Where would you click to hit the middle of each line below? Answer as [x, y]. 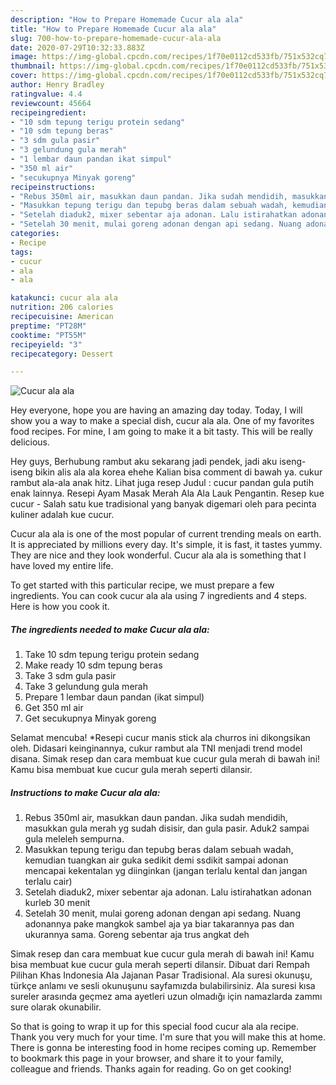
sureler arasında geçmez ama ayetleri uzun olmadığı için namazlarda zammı [166, 997]
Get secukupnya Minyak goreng [90, 718]
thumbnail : [33, 66]
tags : [21, 252]
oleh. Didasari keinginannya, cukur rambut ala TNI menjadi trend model [156, 748]
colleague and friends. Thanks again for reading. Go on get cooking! [151, 1069]
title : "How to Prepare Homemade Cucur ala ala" [113, 29]
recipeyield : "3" [46, 344]
